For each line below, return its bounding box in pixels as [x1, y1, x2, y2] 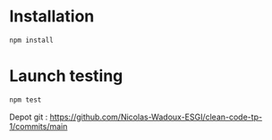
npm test [9, 95, 42, 104]
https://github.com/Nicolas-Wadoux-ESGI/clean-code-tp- [49, 111, 262, 122]
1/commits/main [9, 120, 68, 131]
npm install [9, 36, 54, 45]
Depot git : [9, 111, 48, 122]
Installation [9, 6, 95, 27]
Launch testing [9, 66, 123, 86]
